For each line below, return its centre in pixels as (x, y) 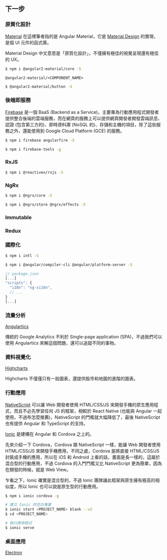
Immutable (18, 217)
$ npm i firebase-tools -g (33, 149)
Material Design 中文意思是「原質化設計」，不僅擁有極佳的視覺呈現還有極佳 (82, 53)
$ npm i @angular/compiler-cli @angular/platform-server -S (69, 265)
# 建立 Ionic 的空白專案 (28, 505)
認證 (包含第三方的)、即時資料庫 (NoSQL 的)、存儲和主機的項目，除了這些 (81, 124)
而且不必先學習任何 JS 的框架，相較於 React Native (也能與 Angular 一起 (88, 411)
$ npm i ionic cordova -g (32, 496)
